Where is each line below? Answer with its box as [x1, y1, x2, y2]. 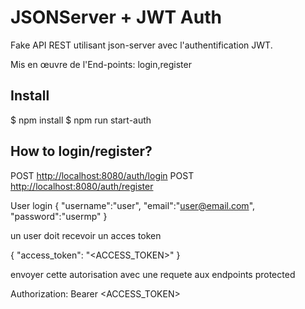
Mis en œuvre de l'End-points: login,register [10, 58, 192, 70]
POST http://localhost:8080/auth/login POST [10, 169, 195, 181]
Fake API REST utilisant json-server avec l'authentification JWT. [10, 39, 273, 51]
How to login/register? [10, 143, 153, 160]
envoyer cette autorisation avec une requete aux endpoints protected [10, 268, 296, 280]
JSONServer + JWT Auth [10, 6, 222, 29]
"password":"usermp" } [10, 210, 108, 222]
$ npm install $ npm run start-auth [10, 114, 152, 126]
